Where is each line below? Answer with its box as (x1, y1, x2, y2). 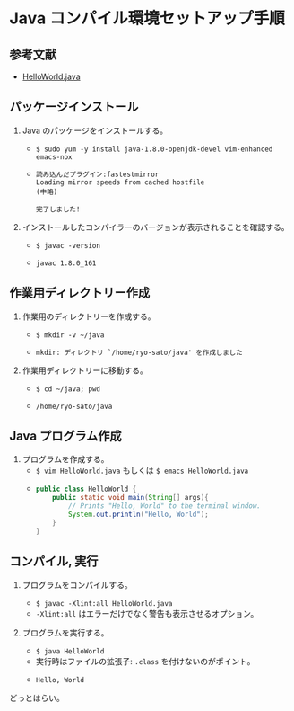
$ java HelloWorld (35, 646, 105, 656)
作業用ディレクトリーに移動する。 (22, 365, 148, 376)
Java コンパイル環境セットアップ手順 (9, 8, 285, 29)
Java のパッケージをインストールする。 (22, 125, 169, 136)
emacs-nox (35, 152, 73, 162)
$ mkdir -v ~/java (35, 330, 105, 340)
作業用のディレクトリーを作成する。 (22, 311, 156, 322)
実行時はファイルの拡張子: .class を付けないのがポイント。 (35, 655, 255, 666)
